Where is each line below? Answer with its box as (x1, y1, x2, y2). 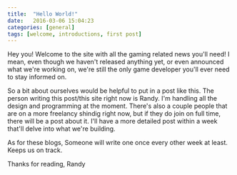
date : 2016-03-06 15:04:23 (7, 17, 94, 24)
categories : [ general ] (7, 24, 75, 31)
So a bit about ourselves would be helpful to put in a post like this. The (7, 86, 214, 95)
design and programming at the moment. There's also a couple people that (7, 101, 228, 111)
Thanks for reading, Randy (7, 160, 86, 169)
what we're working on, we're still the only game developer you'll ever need (7, 65, 230, 74)
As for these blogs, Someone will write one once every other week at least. (7, 139, 228, 147)
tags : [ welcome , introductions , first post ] (7, 30, 142, 38)
